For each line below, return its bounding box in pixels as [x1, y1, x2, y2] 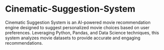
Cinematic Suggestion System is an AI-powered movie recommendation [5, 19, 151, 25]
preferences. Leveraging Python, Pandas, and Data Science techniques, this [5, 30, 160, 35]
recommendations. [5, 40, 43, 46]
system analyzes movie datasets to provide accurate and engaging [5, 35, 141, 41]
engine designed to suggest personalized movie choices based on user [5, 24, 150, 30]
